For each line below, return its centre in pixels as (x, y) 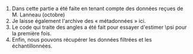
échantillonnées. (32, 46)
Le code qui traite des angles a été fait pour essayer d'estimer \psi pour (99, 27)
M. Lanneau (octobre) (38, 15)
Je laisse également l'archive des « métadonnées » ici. (79, 21)
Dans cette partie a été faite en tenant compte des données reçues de (97, 9)
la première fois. (31, 33)
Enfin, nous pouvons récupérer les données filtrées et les (82, 40)
